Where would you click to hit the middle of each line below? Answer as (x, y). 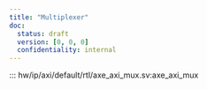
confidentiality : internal (67, 50)
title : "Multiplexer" (49, 17)
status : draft (43, 33)
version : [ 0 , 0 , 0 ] (53, 42)
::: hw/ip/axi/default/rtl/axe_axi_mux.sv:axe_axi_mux (104, 75)
